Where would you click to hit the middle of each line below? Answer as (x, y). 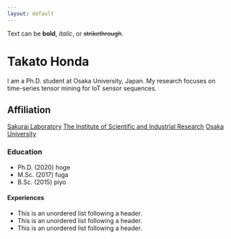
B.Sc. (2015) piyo (42, 182)
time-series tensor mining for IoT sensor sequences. (82, 88)
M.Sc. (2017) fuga (43, 174)
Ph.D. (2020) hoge (44, 167)
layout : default (31, 14)
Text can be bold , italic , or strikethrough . (65, 33)
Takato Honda (48, 61)
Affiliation (29, 109)
